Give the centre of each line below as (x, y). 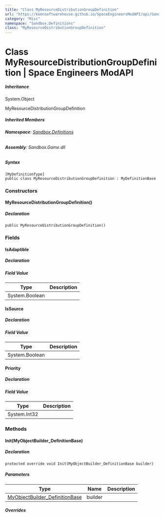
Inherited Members (25, 119)
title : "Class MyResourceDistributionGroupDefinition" (62, 10)
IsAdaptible (17, 249)
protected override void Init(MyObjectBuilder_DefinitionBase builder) (79, 464)
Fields (12, 238)
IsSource (14, 308)
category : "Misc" (23, 19)
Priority (13, 368)
